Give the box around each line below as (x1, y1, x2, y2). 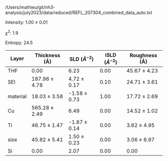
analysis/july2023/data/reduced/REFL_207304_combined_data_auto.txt (5, 10, 152, 16)
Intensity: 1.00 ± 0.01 (5, 20, 48, 25)
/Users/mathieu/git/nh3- (5, 5, 55, 10)
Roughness (129, 52, 157, 59)
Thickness (34, 52, 60, 59)
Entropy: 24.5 (5, 40, 33, 46)
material (7, 93, 27, 100)
